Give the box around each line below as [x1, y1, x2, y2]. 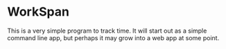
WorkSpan [7, 4, 69, 20]
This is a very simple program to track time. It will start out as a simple [7, 27, 207, 35]
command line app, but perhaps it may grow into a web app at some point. [7, 33, 220, 42]
